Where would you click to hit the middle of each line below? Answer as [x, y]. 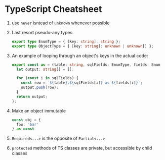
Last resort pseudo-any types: [42, 32]
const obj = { [26, 120]
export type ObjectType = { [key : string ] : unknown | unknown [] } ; [83, 46]
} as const [23, 129]
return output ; [32, 97]
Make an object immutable [39, 110]
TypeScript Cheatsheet [53, 9]
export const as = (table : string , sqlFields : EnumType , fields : [80, 65]
